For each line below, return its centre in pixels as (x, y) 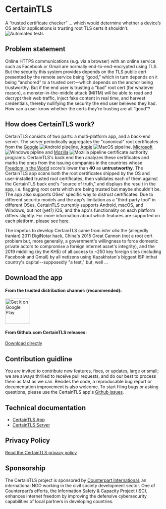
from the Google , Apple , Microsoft (79, 147)
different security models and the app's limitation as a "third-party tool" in (81, 199)
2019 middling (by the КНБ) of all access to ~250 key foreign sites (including (83, 252)
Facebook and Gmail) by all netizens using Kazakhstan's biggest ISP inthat (81, 256)
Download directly (24, 343)
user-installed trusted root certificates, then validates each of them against (82, 178)
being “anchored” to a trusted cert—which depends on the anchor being (79, 82)
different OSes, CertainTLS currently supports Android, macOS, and (74, 205)
